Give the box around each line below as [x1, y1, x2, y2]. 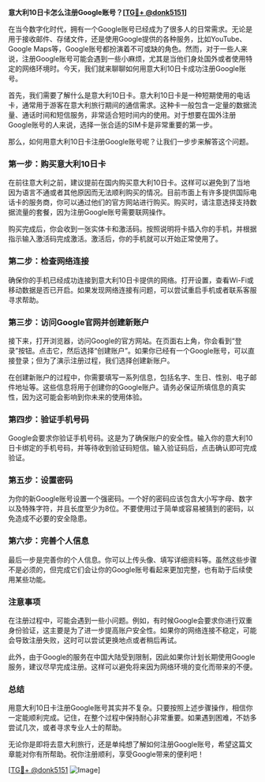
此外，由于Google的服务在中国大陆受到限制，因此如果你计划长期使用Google [8, 653, 256, 662]
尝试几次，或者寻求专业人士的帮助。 [8, 723, 126, 732]
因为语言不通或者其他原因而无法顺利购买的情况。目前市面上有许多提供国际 [8, 188, 250, 197]
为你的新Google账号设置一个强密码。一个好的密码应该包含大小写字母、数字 [8, 494, 253, 503]
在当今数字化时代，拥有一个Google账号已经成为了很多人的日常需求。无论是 [8, 24, 253, 34]
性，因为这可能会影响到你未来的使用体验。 [8, 392, 147, 402]
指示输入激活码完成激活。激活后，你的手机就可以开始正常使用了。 [8, 234, 222, 244]
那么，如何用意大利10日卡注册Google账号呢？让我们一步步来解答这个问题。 [8, 137, 253, 146]
